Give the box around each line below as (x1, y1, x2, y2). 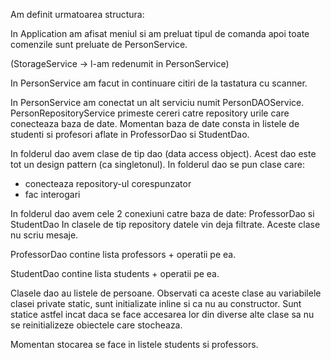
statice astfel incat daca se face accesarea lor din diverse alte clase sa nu (10, 309, 315, 320)
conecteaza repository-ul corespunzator (24, 178, 192, 189)
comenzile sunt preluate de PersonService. (10, 39, 188, 50)
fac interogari (24, 189, 81, 200)
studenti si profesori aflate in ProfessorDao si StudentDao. (10, 129, 250, 140)
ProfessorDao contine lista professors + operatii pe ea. (10, 249, 237, 260)
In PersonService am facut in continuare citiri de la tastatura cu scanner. (10, 77, 308, 89)
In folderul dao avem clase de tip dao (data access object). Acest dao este (10, 148, 317, 159)
